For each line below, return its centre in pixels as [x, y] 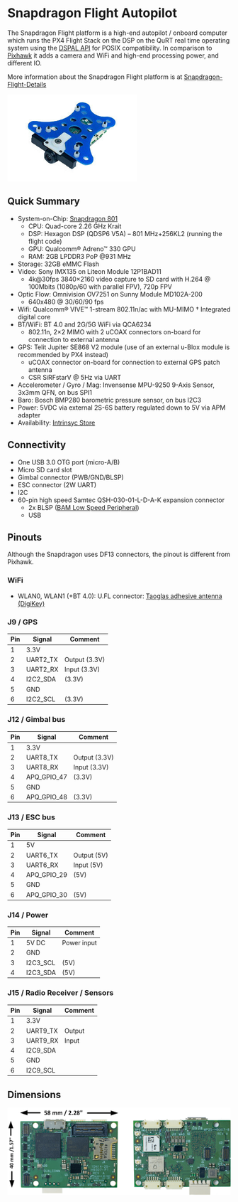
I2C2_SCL [41, 699]
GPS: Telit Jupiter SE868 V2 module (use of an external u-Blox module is [124, 347]
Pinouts [25, 537]
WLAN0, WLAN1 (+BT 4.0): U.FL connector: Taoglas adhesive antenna [120, 596]
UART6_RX [42, 865]
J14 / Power [28, 915]
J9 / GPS [22, 622]
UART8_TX [42, 757]
